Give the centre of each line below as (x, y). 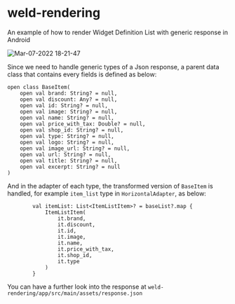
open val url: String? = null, (66, 154)
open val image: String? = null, (69, 111)
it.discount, (76, 224)
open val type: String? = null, (67, 136)
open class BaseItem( (39, 87)
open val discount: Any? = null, (69, 99)
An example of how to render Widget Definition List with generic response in (117, 32)
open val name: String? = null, (67, 118)
